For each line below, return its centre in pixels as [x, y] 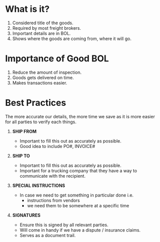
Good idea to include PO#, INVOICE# [57, 146]
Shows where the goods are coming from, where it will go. [72, 39]
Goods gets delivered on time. [43, 77]
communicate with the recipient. [53, 176]
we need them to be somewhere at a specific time [78, 205]
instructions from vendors [53, 200]
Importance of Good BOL [57, 59]
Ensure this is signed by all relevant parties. [64, 225]
